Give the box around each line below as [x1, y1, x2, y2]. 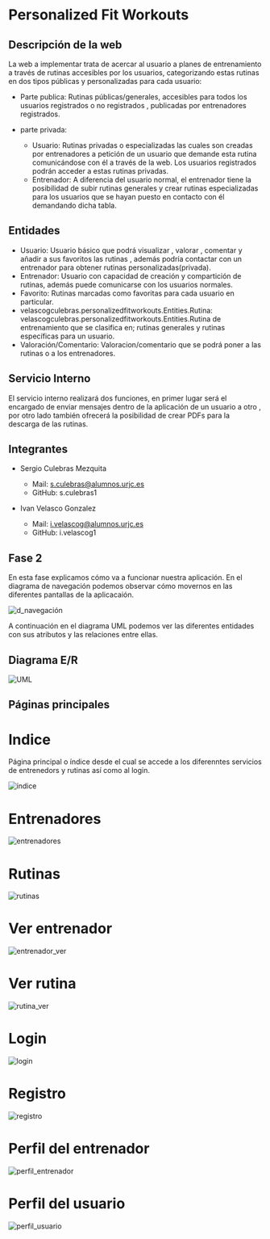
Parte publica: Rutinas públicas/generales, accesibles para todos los [19, 92, 247, 102]
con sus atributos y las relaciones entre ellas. [8, 630, 159, 640]
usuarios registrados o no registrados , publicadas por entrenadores [19, 101, 247, 110]
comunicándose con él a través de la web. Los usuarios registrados [31, 157, 256, 167]
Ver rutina [8, 975, 77, 993]
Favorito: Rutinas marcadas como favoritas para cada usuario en [19, 288, 235, 298]
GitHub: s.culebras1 [31, 488, 98, 498]
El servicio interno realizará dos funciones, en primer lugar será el [8, 393, 227, 403]
